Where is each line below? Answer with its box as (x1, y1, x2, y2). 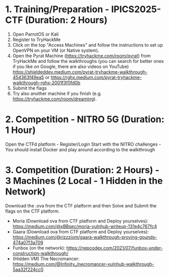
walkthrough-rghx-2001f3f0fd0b (12, 80, 81, 86)
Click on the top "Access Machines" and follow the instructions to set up (12, 42, 163, 48)
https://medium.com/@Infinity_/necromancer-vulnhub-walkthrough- (12, 261, 155, 267)
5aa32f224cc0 (12, 266, 44, 272)
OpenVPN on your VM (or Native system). (12, 47, 99, 53)
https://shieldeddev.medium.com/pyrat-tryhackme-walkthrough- (12, 68, 148, 75)
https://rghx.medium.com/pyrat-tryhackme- (50, 74, 142, 80)
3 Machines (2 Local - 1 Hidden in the (5, 175, 163, 187)
